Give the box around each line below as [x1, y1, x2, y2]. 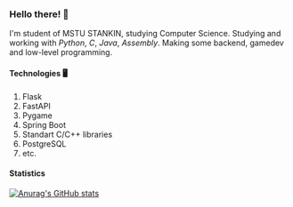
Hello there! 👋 [9, 8, 69, 20]
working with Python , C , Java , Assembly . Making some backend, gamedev [9, 37, 285, 48]
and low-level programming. [9, 47, 113, 58]
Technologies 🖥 [9, 68, 69, 78]
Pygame [21, 110, 53, 121]
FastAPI [21, 100, 51, 111]
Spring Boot [21, 119, 67, 130]
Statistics [9, 168, 46, 179]
